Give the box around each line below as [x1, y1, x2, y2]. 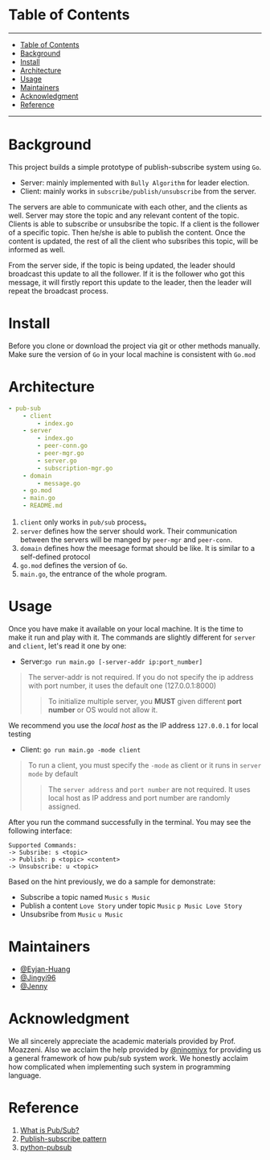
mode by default [27, 768, 79, 778]
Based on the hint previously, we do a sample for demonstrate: [8, 876, 215, 886]
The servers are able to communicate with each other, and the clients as [8, 201, 247, 211]
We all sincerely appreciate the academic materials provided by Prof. [8, 1036, 235, 1046]
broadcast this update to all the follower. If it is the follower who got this [8, 268, 245, 279]
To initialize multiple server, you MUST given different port [47, 696, 243, 706]
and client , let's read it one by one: [8, 640, 127, 650]
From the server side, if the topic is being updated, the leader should [8, 260, 235, 270]
